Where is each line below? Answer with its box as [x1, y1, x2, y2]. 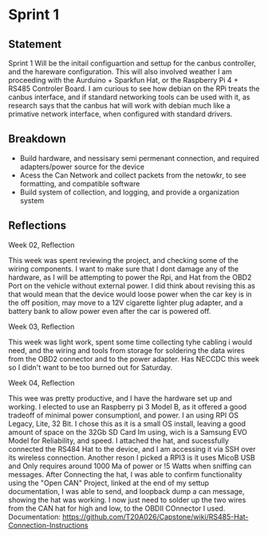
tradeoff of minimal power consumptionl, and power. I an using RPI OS [8, 410, 239, 420]
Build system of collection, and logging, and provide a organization [19, 187, 240, 197]
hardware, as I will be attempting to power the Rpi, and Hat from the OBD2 [8, 272, 252, 282]
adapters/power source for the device [19, 162, 145, 171]
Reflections [8, 219, 67, 233]
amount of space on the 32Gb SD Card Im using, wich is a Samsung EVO [8, 427, 247, 437]
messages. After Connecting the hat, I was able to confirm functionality [8, 469, 242, 479]
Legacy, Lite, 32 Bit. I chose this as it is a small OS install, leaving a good [8, 418, 246, 428]
